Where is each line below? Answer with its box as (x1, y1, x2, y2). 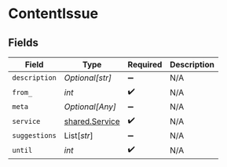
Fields (8, 36, 39, 49)
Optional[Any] (64, 101, 116, 112)
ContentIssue (8, 5, 99, 23)
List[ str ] (64, 130, 93, 141)
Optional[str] (64, 72, 112, 83)
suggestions (12, 131, 57, 140)
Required (127, 60, 163, 70)
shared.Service (64, 115, 120, 126)
